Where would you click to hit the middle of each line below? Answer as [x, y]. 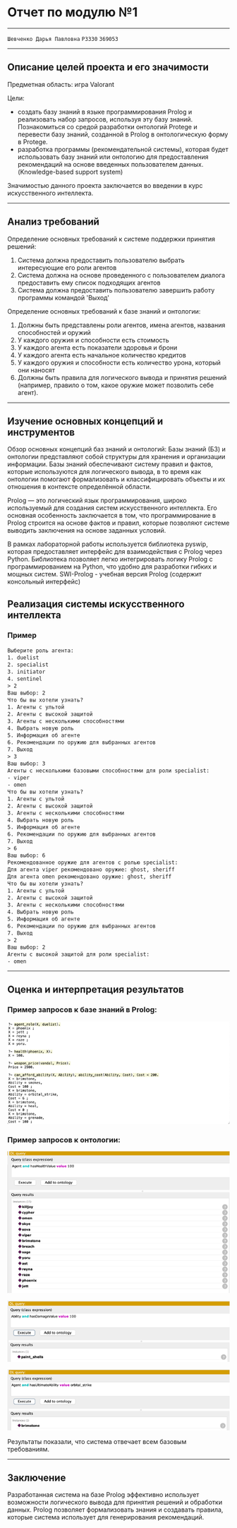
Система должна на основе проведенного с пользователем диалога [121, 275]
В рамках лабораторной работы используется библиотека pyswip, [108, 544]
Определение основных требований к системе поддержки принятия [111, 239]
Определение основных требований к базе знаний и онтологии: [104, 311]
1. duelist [23, 658]
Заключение [37, 1478]
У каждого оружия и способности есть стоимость [93, 340]
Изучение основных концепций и [85, 421]
